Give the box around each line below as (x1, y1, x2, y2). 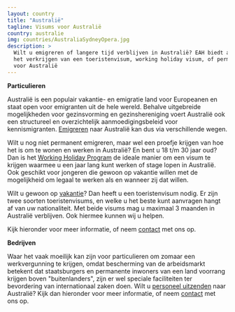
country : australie (7, 29, 64, 37)
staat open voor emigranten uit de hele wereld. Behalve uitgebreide (7, 102, 201, 111)
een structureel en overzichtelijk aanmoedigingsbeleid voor (7, 117, 178, 126)
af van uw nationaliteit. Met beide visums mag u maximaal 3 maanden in (7, 204, 215, 212)
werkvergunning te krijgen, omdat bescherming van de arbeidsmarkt (7, 260, 206, 268)
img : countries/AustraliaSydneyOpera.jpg (7, 36, 130, 43)
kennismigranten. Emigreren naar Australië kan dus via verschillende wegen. (7, 125, 228, 133)
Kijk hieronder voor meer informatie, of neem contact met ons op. (7, 225, 197, 233)
